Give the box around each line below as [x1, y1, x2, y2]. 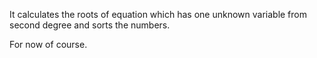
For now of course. [9, 39, 88, 50]
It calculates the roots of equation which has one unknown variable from [9, 9, 307, 20]
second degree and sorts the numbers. [9, 19, 171, 31]
